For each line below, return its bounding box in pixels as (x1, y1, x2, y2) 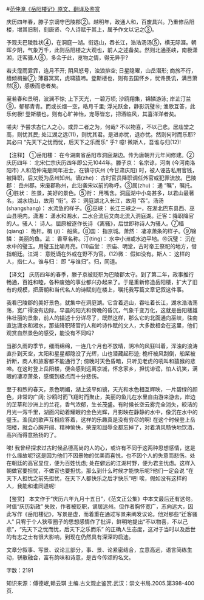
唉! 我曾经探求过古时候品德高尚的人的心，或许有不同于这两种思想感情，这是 (6, 444, 195, 452)
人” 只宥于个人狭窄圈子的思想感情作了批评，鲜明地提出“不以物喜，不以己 (6, 518, 188, 525)
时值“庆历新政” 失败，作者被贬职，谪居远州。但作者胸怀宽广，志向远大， (6, 503, 188, 510)
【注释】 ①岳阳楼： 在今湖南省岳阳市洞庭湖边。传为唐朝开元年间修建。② (6, 152, 194, 158)
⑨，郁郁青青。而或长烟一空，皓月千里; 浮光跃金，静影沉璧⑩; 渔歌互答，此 (6, 103, 195, 110)
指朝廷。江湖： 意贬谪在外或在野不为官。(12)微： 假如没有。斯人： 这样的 (6, 250, 191, 257)
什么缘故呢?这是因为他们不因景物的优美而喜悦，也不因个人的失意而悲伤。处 (6, 452, 195, 459)
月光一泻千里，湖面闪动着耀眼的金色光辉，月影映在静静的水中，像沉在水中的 (6, 408, 198, 416)
